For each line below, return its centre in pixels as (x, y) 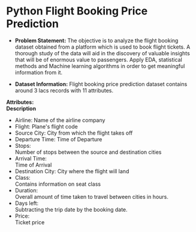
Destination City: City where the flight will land (72, 171)
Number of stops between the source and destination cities (88, 152)
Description (21, 108)
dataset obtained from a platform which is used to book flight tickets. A (102, 47)
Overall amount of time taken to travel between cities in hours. (92, 197)
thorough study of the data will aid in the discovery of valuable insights (102, 53)
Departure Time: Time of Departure (58, 139)
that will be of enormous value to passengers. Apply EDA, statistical (99, 60)
